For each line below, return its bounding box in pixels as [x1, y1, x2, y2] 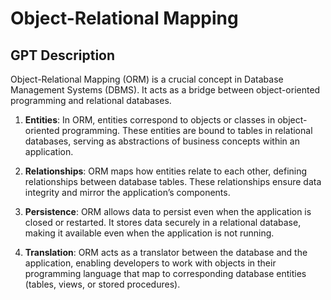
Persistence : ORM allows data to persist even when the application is [24, 206, 312, 217]
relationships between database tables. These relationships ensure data [24, 176, 322, 187]
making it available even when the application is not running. [24, 227, 275, 239]
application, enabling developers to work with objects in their [24, 257, 277, 269]
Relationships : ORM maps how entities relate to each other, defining [24, 165, 308, 177]
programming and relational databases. [10, 95, 172, 106]
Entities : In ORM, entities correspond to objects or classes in [24, 114, 276, 126]
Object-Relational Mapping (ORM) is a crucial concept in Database [10, 73, 284, 85]
